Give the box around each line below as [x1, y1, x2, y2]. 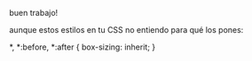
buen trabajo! [9, 8, 59, 18]
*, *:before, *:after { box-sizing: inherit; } [9, 42, 156, 52]
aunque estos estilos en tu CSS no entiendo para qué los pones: [9, 25, 244, 34]
